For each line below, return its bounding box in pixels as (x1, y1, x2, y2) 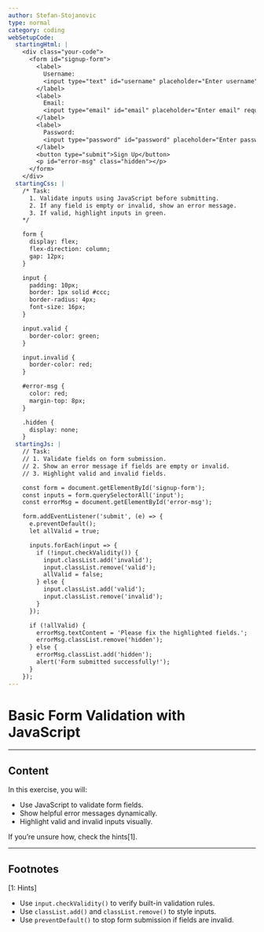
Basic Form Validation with (8, 706, 186, 724)
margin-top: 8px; (28, 396, 86, 405)
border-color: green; (28, 332, 101, 340)
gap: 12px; (28, 252, 65, 260)
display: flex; (28, 238, 79, 246)
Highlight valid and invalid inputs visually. (19, 817, 153, 827)
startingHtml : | (15, 41, 68, 49)
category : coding (8, 26, 65, 34)
